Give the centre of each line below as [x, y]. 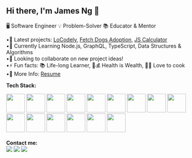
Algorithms [20, 52]
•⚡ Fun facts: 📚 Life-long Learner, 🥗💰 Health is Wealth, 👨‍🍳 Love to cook [96, 65]
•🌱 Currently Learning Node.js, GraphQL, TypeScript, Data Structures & [94, 46]
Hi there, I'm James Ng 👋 [53, 11]
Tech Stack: [21, 85]
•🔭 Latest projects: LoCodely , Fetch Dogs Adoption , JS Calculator [87, 39]
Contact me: [22, 142]
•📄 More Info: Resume [33, 74]
